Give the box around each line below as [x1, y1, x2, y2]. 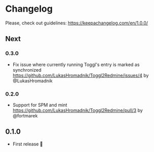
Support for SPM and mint [12, 102, 68, 108]
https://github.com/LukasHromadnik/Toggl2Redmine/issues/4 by [12, 72, 149, 78]
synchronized [12, 67, 42, 73]
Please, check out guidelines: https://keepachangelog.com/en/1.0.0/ [5, 20, 148, 26]
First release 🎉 [12, 141, 43, 147]
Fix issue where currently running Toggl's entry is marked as [12, 62, 140, 68]
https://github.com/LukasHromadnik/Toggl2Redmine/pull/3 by [12, 107, 143, 113]
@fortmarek [12, 112, 38, 118]
